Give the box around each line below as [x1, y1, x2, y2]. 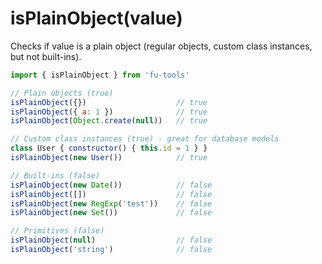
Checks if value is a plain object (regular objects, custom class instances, [10, 40, 313, 52]
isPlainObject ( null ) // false [10, 235, 213, 246]
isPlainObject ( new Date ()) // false [10, 180, 213, 190]
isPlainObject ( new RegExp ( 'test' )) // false [10, 198, 213, 209]
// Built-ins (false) [10, 170, 101, 181]
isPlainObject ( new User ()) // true [10, 153, 208, 163]
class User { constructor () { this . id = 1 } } [10, 143, 208, 154]
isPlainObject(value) [10, 7, 183, 30]
